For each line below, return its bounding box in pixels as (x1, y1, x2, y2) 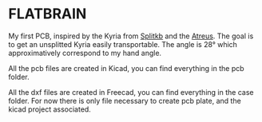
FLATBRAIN (8, 5, 87, 23)
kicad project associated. (8, 104, 92, 114)
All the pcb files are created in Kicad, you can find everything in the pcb (8, 63, 245, 73)
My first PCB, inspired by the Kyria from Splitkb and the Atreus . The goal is (8, 31, 254, 41)
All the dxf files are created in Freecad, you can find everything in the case (8, 87, 254, 96)
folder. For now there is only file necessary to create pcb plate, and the (8, 96, 241, 105)
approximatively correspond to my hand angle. (8, 48, 162, 57)
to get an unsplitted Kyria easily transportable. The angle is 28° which (8, 39, 238, 49)
